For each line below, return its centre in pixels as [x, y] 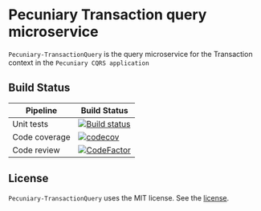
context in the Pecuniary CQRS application [79, 63]
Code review [36, 150]
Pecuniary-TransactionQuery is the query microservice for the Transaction [130, 54]
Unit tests [31, 124]
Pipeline [41, 110]
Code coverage [41, 136]
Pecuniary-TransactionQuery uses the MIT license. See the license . [119, 197]
